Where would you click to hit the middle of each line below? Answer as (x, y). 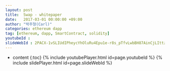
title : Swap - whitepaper (34, 15)
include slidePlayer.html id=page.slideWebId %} (62, 63)
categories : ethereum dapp (34, 29)
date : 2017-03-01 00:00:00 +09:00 (44, 19)
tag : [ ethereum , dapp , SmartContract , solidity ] (57, 33)
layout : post (19, 10)
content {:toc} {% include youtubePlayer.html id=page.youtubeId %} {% (88, 57)
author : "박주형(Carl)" (29, 24)
